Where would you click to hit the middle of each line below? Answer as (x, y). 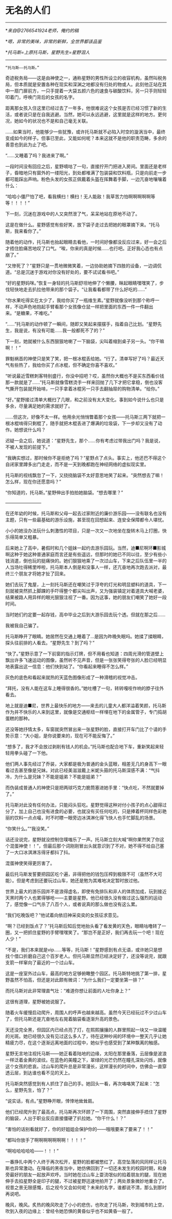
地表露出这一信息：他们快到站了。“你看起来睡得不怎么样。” (67, 666)
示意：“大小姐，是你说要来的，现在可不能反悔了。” (62, 736)
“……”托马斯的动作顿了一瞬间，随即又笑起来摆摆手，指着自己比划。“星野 (81, 324)
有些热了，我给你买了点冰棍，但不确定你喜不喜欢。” (63, 365)
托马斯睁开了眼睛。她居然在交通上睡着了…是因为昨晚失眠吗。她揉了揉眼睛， (86, 636)
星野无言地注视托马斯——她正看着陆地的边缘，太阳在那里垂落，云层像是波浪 (86, 1053)
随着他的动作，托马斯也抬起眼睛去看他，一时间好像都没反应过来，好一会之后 (86, 242)
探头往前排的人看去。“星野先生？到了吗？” (50, 643)
